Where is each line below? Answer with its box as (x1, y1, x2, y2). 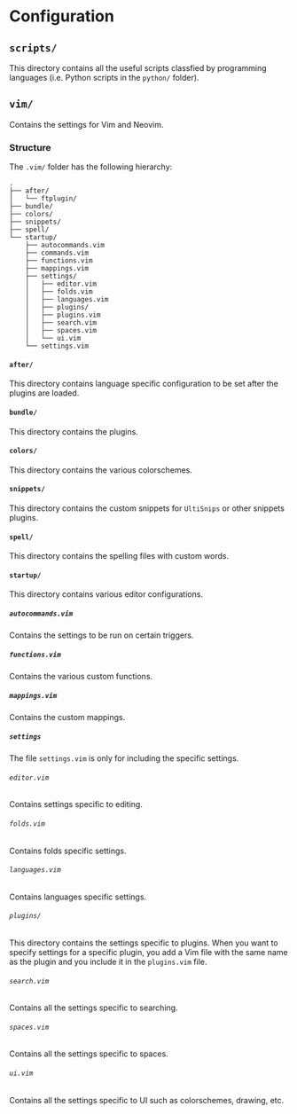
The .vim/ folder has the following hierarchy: (9, 161, 173, 172)
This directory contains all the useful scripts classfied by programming (9, 63, 268, 73)
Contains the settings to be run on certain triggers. (9, 630, 194, 640)
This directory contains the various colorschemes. (9, 464, 193, 475)
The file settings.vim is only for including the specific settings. (9, 753, 239, 764)
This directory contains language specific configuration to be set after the (9, 379, 279, 389)
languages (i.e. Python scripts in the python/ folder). (9, 73, 199, 82)
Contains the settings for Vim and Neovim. (9, 119, 164, 129)
